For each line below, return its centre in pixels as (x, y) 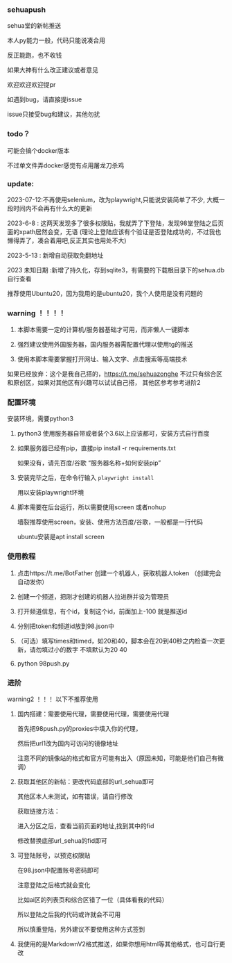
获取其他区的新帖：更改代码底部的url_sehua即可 (86, 782)
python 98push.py (43, 663)
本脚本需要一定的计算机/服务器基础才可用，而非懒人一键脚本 (103, 330)
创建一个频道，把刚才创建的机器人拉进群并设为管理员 (93, 596)
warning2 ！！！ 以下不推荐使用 (53, 699)
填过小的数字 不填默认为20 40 (84, 649)
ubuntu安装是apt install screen (61, 537)
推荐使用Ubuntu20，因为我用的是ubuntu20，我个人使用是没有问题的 (105, 293)
